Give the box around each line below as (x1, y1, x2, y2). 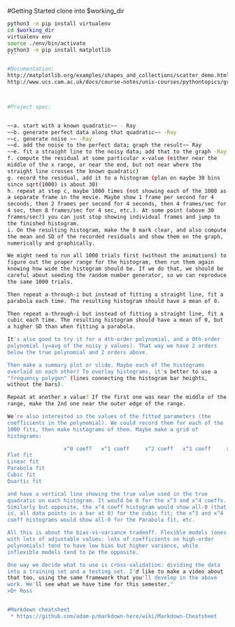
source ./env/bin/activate (7, 39, 86, 47)
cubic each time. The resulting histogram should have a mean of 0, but (7, 316, 224, 324)
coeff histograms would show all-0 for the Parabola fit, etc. (7, 516, 196, 524)
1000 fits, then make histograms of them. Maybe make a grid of (7, 426, 199, 433)
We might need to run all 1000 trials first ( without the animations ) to (7, 252, 227, 259)
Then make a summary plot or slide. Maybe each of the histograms (7, 361, 205, 368)
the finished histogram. (7, 220, 80, 227)
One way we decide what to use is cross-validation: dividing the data (7, 561, 220, 568)
